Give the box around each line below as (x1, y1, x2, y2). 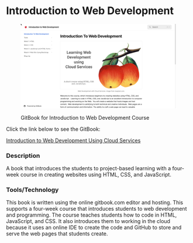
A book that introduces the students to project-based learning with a (6, 165, 171, 172)
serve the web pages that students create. (6, 230, 108, 237)
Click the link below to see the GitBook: (6, 125, 101, 133)
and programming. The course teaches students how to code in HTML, (6, 211, 177, 218)
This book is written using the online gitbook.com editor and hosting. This (6, 199, 184, 206)
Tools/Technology (6, 185, 59, 194)
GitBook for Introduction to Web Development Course (20, 114, 150, 121)
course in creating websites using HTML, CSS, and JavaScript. (20, 171, 171, 178)
